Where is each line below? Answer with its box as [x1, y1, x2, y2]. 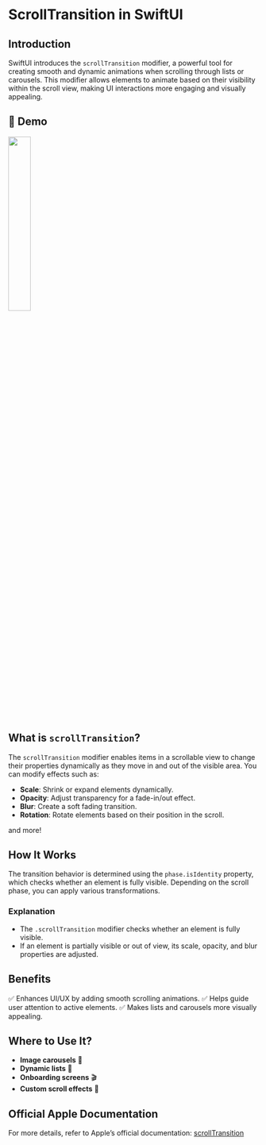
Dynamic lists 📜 [19, 1064, 73, 1074]
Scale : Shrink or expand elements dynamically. [19, 785, 174, 794]
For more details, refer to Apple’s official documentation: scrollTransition [8, 1128, 245, 1138]
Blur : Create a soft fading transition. [19, 801, 137, 811]
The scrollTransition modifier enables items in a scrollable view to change [8, 752, 256, 761]
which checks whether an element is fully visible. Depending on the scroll [8, 877, 249, 887]
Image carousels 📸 [19, 1055, 83, 1065]
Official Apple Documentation [8, 1107, 159, 1120]
